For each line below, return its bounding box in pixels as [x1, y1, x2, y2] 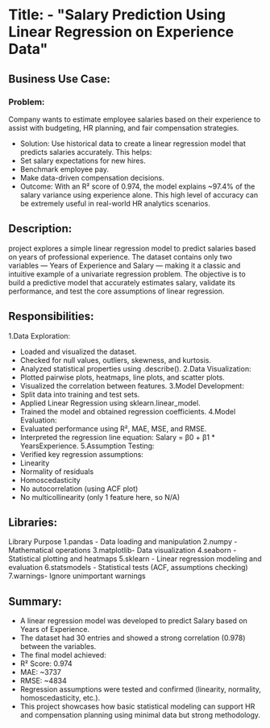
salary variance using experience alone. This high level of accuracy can [19, 189, 259, 199]
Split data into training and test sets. [19, 389, 140, 399]
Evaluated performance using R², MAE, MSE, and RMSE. [19, 423, 207, 433]
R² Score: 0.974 [19, 659, 73, 668]
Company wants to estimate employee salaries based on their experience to [8, 114, 261, 124]
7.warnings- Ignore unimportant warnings [8, 571, 147, 581]
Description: [8, 222, 73, 235]
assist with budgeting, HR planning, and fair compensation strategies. [8, 123, 239, 132]
